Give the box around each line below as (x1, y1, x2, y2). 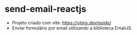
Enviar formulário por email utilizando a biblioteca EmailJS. (11, 25, 133, 31)
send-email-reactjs (4, 3, 87, 15)
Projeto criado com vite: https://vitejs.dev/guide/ (11, 20, 112, 26)
